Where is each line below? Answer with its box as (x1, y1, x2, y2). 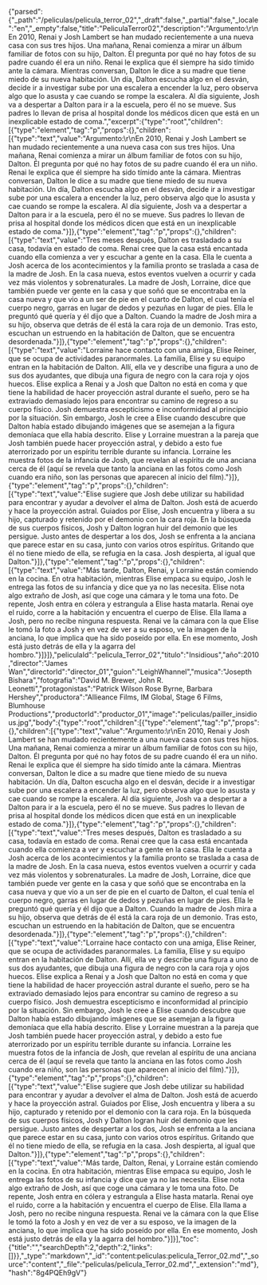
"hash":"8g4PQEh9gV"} (8, 1268, 88, 1277)
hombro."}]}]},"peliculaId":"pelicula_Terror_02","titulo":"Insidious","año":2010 (8, 650, 260, 660)
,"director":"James (8, 659, 68, 668)
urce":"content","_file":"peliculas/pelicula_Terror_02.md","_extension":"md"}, (8, 1260, 259, 1269)
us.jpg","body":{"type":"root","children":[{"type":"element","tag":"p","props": (8, 718, 260, 727)
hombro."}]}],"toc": (136, 1234, 199, 1244)
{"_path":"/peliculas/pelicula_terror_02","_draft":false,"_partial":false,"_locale (8, 15, 259, 25)
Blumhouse (8, 701, 45, 710)
